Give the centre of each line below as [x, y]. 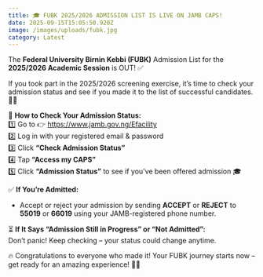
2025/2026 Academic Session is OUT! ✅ [76, 68]
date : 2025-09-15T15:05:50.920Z [61, 23]
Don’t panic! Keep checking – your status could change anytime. [112, 241]
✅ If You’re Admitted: [44, 190]
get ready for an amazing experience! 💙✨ [75, 264]
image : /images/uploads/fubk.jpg [63, 30]
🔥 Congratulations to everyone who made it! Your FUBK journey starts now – [131, 256]
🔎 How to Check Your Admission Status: [75, 115]
